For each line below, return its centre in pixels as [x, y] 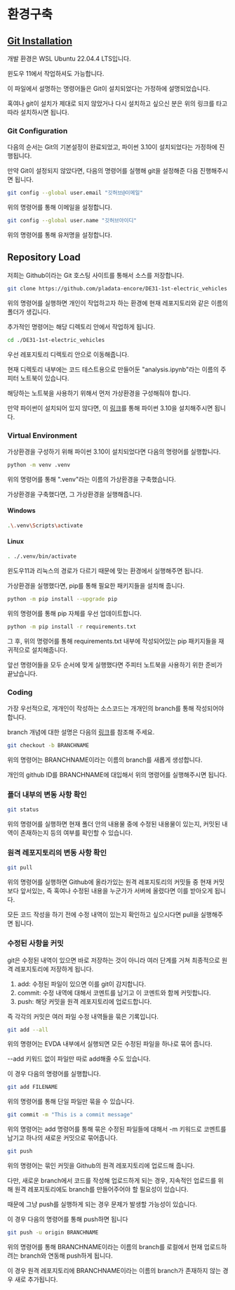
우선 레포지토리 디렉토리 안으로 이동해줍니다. [68, 354]
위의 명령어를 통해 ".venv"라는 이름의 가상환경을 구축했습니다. [92, 479]
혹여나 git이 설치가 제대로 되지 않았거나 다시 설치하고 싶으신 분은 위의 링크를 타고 [117, 103]
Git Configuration [38, 131]
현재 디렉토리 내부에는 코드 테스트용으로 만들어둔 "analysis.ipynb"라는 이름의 [113, 369]
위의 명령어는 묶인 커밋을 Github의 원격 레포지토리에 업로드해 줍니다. [101, 1166]
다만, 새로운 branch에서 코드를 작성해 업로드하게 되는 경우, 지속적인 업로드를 [112, 1180]
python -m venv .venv [39, 465]
